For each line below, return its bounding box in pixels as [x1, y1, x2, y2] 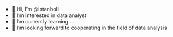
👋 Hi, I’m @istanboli [11, 6, 59, 12]
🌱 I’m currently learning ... [11, 18, 75, 25]
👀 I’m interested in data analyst [11, 12, 86, 19]
